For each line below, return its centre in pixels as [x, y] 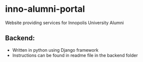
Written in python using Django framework [55, 50]
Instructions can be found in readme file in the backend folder [75, 55]
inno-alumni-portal [45, 9]
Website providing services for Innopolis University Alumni [65, 23]
